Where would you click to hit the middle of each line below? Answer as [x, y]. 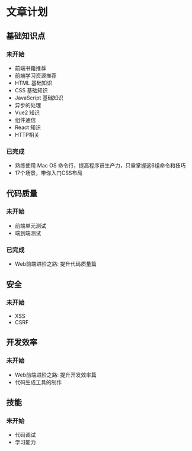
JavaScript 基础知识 [39, 98]
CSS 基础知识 [31, 90]
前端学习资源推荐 [36, 75]
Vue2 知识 [27, 112]
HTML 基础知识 [33, 83]
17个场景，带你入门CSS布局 [49, 173]
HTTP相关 [27, 134]
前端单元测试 [30, 225]
